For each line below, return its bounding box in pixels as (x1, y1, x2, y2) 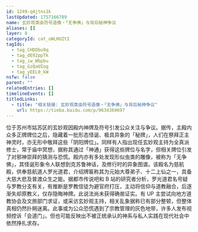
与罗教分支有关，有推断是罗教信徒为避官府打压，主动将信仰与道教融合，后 (6, 183, 187, 190)
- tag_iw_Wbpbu (11, 58, 49, 64)
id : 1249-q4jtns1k (6, 8, 51, 15)
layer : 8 (6, 31, 28, 37)
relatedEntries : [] (6, 85, 54, 91)
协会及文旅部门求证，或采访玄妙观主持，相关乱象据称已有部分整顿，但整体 (11, 198, 192, 205)
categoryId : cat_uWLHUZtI (6, 36, 70, 42)
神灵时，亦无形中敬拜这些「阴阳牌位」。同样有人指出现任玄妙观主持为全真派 (6, 139, 190, 146)
